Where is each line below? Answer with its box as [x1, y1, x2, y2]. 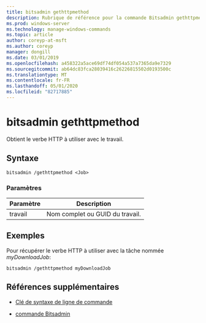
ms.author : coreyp [6, 44, 53, 50]
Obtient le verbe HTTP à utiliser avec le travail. [6, 135, 124, 143]
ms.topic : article [6, 32, 53, 38]
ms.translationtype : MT [6, 72, 67, 78]
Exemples [6, 230, 45, 241]
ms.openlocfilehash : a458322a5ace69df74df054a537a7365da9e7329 [6, 60, 172, 66]
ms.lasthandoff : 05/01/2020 [6, 83, 78, 89]
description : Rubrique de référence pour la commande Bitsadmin [6, 15, 174, 21]
